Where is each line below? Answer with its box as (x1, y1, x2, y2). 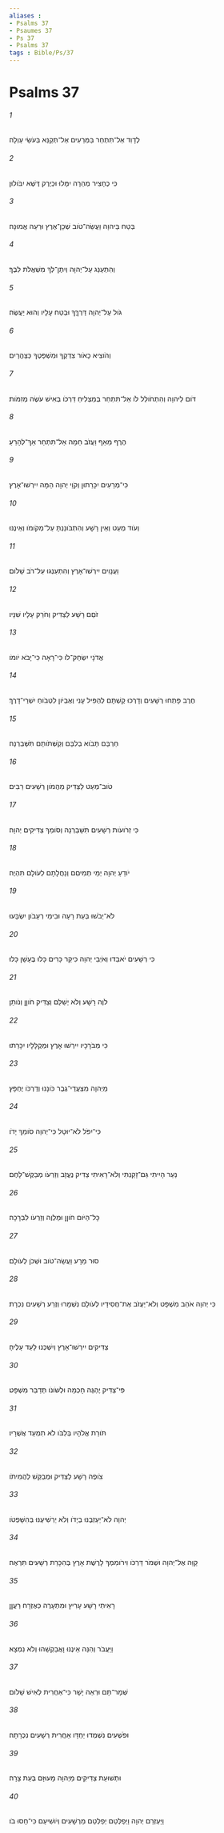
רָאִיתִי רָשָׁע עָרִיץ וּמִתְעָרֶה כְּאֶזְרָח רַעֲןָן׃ (9, 1601, 115, 1611)
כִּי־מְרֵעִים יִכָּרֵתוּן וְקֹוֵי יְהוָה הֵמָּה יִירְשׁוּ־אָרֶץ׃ (9, 480, 129, 490)
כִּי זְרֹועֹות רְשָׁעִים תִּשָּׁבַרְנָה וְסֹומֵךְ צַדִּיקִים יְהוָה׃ (9, 825, 139, 834)
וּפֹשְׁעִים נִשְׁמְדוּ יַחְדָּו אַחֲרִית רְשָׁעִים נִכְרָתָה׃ (9, 1730, 130, 1739)
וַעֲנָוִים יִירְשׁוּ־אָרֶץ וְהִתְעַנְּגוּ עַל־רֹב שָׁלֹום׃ (9, 566, 119, 576)
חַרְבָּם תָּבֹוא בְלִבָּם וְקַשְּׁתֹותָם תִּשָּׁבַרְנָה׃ (9, 738, 119, 748)
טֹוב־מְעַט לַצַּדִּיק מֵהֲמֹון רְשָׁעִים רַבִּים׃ (9, 782, 113, 791)
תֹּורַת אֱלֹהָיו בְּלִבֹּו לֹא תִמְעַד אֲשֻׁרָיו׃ (9, 1428, 106, 1438)
